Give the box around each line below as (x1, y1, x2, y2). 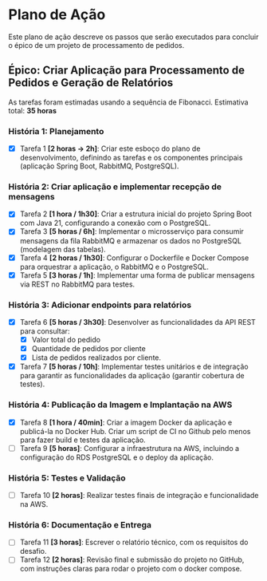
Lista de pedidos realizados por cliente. (31, 353, 162, 362)
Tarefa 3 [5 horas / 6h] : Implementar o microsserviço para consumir (19, 227, 245, 236)
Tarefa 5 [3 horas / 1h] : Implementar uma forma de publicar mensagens (19, 270, 255, 280)
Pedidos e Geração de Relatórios (8, 76, 174, 89)
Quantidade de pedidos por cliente (31, 344, 146, 354)
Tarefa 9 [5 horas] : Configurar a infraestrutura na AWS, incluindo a (19, 443, 240, 453)
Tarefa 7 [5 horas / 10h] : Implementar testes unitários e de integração (19, 362, 249, 372)
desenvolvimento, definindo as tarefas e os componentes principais (19, 153, 243, 163)
